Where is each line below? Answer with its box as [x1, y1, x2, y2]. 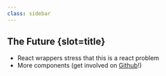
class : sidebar [7, 10, 51, 17]
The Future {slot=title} [7, 36, 106, 48]
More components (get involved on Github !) [17, 61, 142, 70]
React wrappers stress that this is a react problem [17, 54, 160, 62]
